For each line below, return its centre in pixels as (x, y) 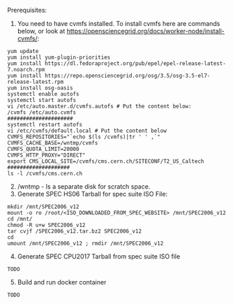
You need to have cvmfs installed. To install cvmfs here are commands (119, 23)
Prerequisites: (27, 10)
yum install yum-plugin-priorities (59, 57)
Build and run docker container (62, 282)
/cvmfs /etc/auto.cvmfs (42, 113)
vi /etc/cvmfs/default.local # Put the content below (87, 131)
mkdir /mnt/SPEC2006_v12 (43, 207)
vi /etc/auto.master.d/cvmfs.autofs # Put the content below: (99, 106)
